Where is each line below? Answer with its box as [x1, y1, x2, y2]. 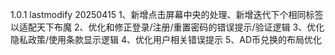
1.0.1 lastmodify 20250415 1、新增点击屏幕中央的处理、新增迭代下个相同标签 [10, 9, 324, 20]
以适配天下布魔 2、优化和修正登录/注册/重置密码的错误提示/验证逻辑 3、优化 [10, 21, 325, 33]
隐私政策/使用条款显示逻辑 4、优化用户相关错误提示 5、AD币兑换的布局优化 [10, 34, 323, 45]
